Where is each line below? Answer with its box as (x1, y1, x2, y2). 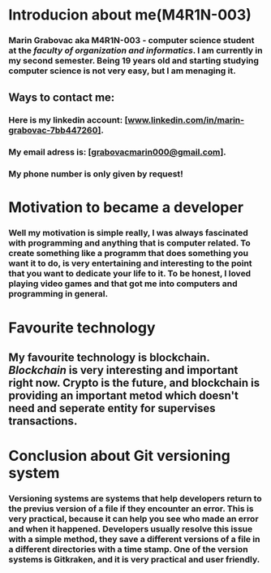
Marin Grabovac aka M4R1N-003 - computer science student (8, 35, 255, 46)
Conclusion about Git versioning (8, 447, 231, 465)
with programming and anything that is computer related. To (8, 237, 252, 249)
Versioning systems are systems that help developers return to (8, 493, 262, 505)
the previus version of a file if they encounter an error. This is (8, 503, 254, 514)
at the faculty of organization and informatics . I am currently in (8, 45, 263, 56)
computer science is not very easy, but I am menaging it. (8, 65, 237, 76)
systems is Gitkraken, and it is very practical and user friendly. (8, 554, 260, 566)
